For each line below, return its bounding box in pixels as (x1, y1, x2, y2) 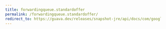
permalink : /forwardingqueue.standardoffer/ (5, 12, 98, 17)
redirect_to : (5, 16, 32, 21)
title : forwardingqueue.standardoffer (5, 7, 85, 12)
